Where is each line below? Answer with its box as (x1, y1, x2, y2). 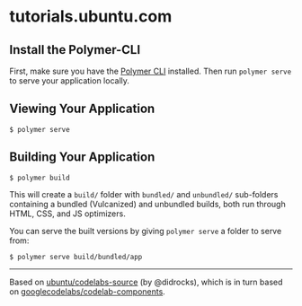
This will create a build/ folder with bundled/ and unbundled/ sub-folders (9, 188, 279, 199)
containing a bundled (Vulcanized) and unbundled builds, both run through (9, 198, 286, 209)
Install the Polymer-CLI (9, 42, 141, 57)
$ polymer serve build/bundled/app (9, 252, 143, 261)
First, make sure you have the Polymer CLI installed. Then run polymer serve (9, 66, 292, 76)
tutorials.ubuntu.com (9, 6, 173, 27)
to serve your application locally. (9, 75, 130, 86)
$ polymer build (9, 173, 70, 182)
